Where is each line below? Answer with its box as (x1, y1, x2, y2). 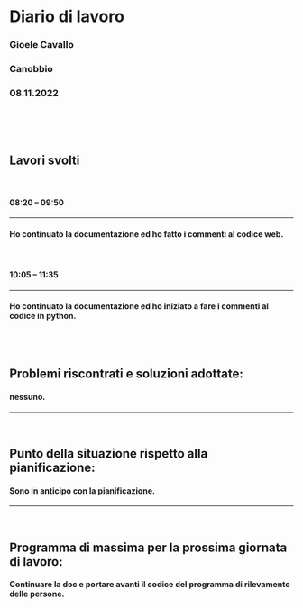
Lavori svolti (9, 152, 80, 168)
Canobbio (9, 63, 53, 76)
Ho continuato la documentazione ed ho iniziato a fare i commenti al (9, 301, 269, 312)
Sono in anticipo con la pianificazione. (9, 485, 156, 496)
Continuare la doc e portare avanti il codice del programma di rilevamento (9, 579, 290, 590)
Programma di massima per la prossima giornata (9, 540, 288, 555)
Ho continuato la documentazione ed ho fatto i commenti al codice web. (9, 228, 284, 240)
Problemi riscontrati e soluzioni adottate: (9, 367, 243, 382)
